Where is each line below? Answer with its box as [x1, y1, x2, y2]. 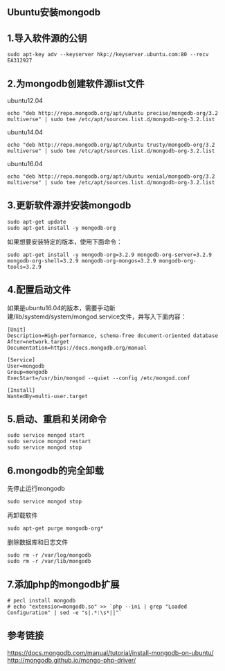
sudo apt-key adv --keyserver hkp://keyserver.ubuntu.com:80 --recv [7, 51, 209, 58]
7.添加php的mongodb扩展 [7, 578, 120, 590]
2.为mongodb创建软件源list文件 [7, 78, 145, 89]
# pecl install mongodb [7, 598, 76, 605]
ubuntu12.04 [7, 96, 44, 105]
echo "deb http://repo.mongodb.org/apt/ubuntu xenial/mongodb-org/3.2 [7, 173, 215, 180]
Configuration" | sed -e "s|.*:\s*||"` [7, 609, 123, 616]
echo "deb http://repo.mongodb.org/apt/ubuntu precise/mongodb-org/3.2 [7, 110, 218, 117]
